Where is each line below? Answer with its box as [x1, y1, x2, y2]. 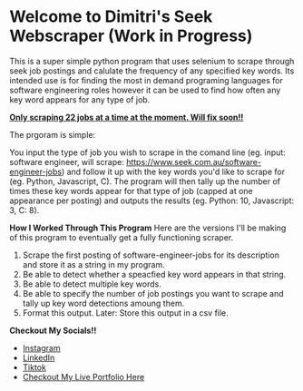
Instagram [22, 342, 61, 353]
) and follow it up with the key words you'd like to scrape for [61, 166, 286, 177]
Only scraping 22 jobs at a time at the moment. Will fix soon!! [9, 112, 244, 122]
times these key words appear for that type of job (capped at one [9, 185, 253, 196]
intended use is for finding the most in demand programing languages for [9, 74, 283, 85]
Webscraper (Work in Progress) [9, 25, 253, 46]
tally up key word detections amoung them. [22, 298, 185, 308]
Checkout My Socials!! [9, 325, 97, 336]
